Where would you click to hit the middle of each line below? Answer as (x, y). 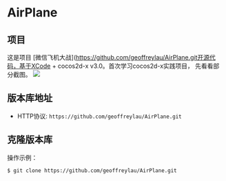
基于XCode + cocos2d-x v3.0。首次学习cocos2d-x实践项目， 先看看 (116, 66)
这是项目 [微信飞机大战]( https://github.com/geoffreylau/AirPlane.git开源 (109, 57)
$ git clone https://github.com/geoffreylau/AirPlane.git (92, 170)
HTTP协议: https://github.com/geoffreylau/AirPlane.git (100, 116)
